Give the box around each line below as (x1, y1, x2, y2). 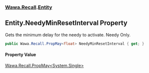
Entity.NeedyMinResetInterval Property (5, 19, 128, 27)
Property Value (5, 52, 36, 57)
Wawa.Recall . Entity (5, 4, 52, 11)
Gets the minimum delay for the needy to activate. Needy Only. (5, 32, 131, 37)
